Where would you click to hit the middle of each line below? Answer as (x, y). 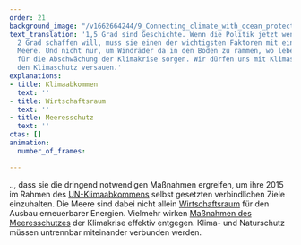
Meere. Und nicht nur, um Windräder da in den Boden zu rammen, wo (146, 51)
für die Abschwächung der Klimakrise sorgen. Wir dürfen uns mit (142, 59)
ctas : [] (26, 135)
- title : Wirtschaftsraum (57, 101)
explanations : (36, 76)
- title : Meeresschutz (52, 118)
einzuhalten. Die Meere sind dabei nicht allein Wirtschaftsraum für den (139, 204)
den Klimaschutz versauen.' (70, 68)
